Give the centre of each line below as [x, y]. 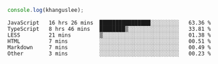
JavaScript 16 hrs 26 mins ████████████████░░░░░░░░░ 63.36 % [109, 23]
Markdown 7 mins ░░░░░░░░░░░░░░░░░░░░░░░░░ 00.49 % [109, 47]
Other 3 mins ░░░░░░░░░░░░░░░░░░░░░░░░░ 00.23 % [109, 53]
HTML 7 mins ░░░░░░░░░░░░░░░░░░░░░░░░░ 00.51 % [109, 41]
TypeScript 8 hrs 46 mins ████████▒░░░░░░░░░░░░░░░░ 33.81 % [109, 29]
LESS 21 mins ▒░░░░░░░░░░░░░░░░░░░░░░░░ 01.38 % [109, 35]
